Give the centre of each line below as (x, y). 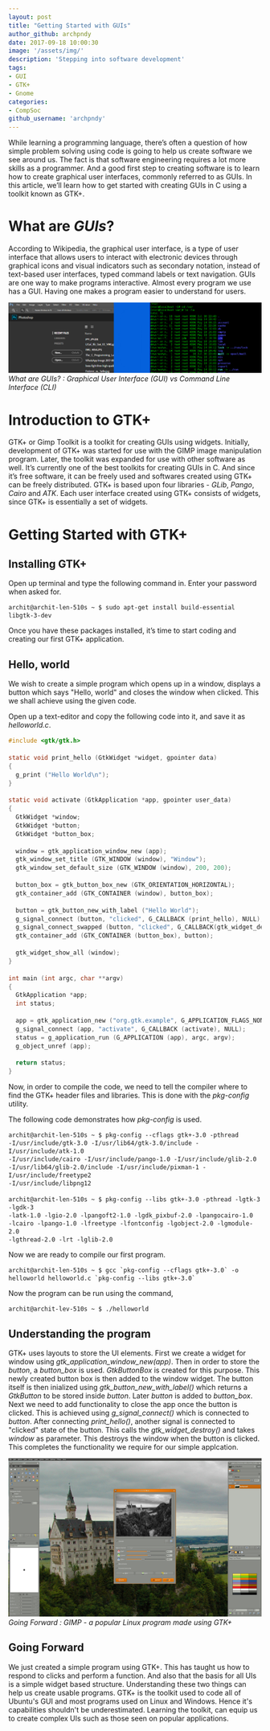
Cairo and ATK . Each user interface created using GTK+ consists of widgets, (135, 494)
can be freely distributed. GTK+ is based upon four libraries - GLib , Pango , (131, 485)
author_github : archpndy (50, 34)
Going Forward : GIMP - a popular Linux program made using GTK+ (121, 1622)
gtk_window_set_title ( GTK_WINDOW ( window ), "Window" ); (111, 859)
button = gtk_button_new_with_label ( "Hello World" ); (107, 910)
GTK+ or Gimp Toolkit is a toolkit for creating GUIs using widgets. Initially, (129, 442)
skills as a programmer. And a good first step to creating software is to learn (134, 168)
